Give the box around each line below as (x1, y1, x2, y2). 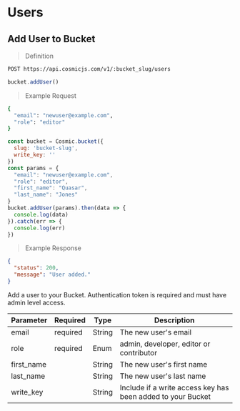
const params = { (7, 164, 59, 172)
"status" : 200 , (14, 264, 59, 272)
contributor (119, 347, 158, 357)
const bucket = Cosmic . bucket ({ (7, 138, 104, 145)
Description (154, 315, 195, 325)
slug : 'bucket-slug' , (14, 144, 79, 152)
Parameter (11, 315, 48, 325)
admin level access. (7, 298, 66, 307)
